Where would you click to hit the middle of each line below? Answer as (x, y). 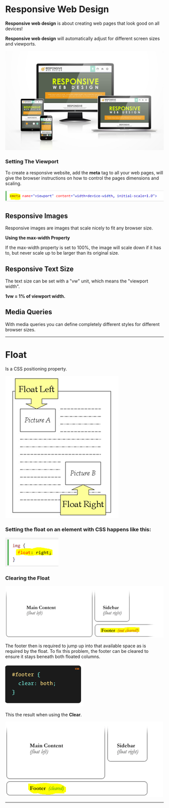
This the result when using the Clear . (44, 715)
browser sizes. (20, 329)
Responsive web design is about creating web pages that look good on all (82, 23)
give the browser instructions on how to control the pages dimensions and (82, 178)
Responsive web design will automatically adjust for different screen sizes (82, 38)
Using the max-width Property (38, 238)
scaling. (13, 183)
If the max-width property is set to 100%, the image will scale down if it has (83, 248)
